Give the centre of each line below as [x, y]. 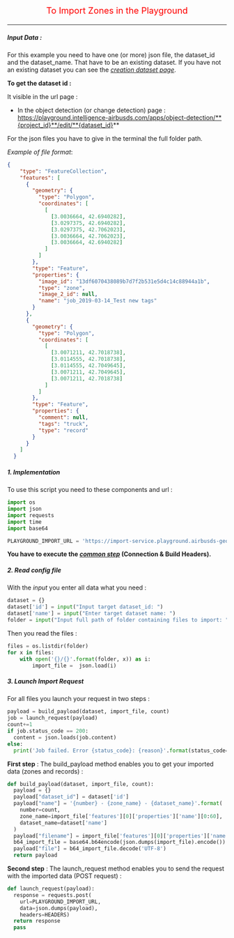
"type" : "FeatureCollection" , [64, 171]
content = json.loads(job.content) [65, 737]
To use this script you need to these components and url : [90, 490]
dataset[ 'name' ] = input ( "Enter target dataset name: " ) [92, 614]
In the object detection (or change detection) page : [91, 110]
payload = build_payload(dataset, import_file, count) [88, 712]
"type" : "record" [63, 430]
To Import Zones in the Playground [117, 10]
